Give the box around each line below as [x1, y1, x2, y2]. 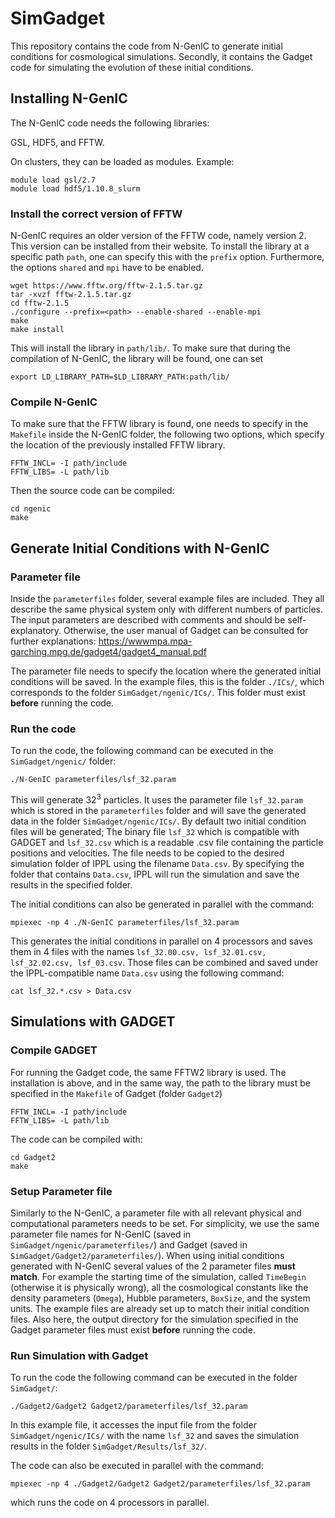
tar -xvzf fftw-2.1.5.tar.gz [10, 290, 132, 300]
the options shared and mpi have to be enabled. [10, 262, 204, 274]
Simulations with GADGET [10, 1013, 176, 1031]
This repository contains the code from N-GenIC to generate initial [10, 40, 283, 52]
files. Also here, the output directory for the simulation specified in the [10, 1313, 299, 1325]
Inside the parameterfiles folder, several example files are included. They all [10, 593, 325, 605]
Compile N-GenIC [10, 395, 98, 409]
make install [10, 325, 65, 335]
